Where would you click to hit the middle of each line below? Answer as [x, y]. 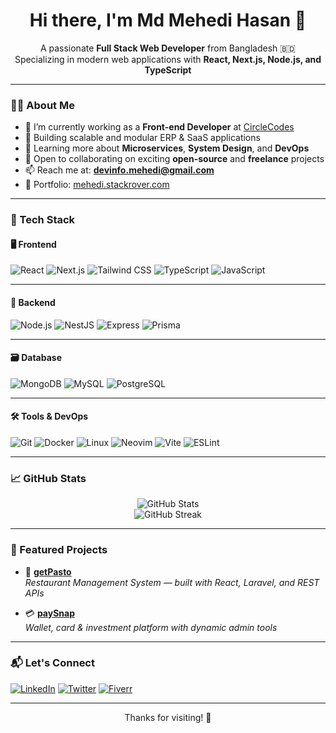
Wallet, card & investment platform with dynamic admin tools [151, 627]
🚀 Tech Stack [43, 220]
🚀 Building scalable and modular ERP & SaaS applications [142, 138]
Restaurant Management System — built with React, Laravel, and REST [172, 582]
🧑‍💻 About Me [42, 105]
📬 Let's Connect [52, 663]
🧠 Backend [33, 302]
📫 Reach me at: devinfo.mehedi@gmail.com [119, 170]
